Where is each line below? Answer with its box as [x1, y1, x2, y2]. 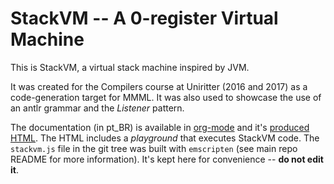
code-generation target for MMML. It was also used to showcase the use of [10, 91, 322, 103]
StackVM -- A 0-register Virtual [10, 7, 279, 30]
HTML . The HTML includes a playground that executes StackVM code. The [10, 132, 320, 144]
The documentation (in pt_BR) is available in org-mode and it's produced [10, 121, 310, 133]
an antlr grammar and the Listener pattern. [10, 102, 185, 114]
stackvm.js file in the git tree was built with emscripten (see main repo [10, 142, 298, 154]
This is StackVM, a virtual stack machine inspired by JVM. [10, 61, 250, 73]
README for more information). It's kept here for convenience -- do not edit [10, 153, 324, 165]
